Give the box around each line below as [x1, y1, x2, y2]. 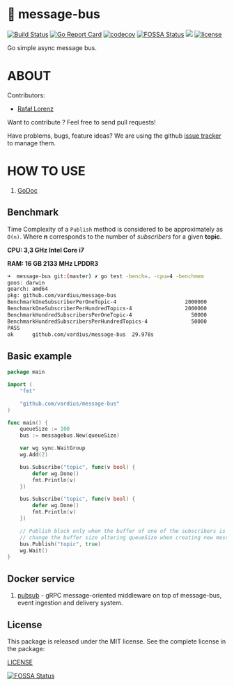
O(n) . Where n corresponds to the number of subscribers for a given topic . [7, 232, 222, 241]
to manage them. [7, 138, 56, 147]
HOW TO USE [7, 163, 86, 180]
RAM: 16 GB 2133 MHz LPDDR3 [7, 259, 99, 267]
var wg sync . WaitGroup [19, 445, 86, 452]
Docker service [7, 573, 75, 584]
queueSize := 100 [19, 426, 70, 433]
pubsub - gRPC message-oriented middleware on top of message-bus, [17, 591, 222, 600]
